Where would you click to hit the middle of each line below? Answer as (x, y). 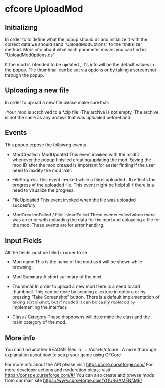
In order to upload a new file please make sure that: (57, 102)
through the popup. (25, 75)
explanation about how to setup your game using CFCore (63, 355)
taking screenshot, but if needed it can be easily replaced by (74, 302)
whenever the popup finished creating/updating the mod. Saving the (82, 160)
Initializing (21, 27)
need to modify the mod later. (42, 170)
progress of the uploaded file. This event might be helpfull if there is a (83, 185)
